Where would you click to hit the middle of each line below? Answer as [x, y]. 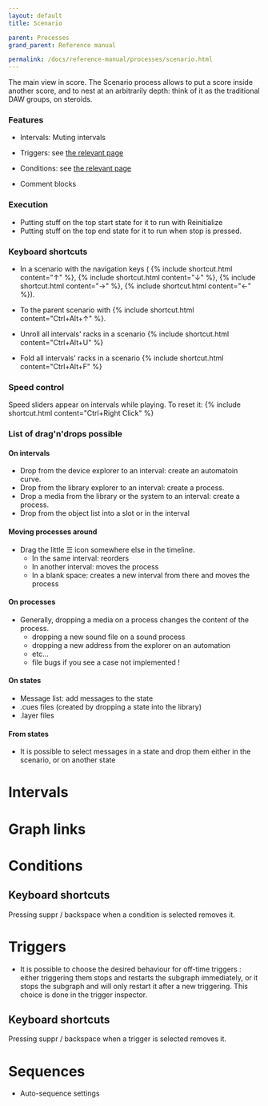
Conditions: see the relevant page [76, 168]
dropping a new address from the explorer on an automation [131, 645]
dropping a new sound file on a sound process [108, 637]
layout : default [35, 16]
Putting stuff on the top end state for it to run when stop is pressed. [131, 231]
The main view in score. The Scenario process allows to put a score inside [131, 82]
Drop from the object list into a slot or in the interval [105, 513]
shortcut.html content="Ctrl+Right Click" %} [81, 413]
